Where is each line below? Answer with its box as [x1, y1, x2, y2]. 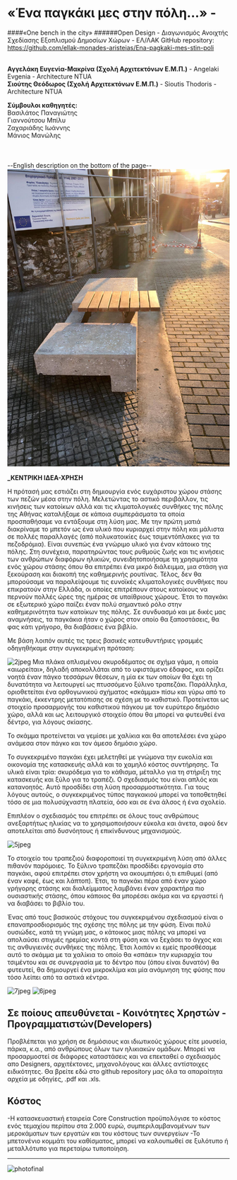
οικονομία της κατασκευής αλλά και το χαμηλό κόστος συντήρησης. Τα [7, 760, 219, 769]
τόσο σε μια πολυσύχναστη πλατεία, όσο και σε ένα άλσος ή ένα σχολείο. [7, 798, 226, 806]
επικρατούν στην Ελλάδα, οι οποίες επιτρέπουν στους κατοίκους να [7, 585, 208, 593]
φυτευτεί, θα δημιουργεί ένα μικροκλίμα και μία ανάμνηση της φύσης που [7, 965, 226, 974]
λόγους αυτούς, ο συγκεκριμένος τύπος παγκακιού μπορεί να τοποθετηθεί [7, 790, 227, 798]
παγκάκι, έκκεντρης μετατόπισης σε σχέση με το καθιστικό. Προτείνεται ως [7, 695, 229, 704]
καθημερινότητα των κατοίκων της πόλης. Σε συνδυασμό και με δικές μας [7, 607, 226, 616]
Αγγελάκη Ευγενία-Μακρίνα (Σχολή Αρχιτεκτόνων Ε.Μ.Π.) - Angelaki [7, 64, 219, 73]
